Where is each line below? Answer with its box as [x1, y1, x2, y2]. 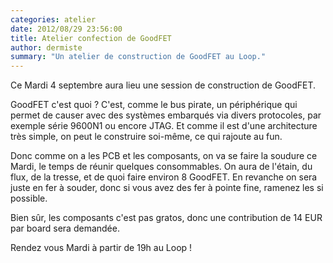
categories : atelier [10, 14, 97, 25]
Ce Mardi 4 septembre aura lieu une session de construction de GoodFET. [10, 79, 316, 91]
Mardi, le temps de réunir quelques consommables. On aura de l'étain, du [10, 161, 313, 173]
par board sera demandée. [10, 222, 120, 235]
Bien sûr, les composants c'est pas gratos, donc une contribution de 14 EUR [10, 212, 323, 224]
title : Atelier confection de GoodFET [10, 33, 172, 43]
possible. [10, 192, 48, 205]
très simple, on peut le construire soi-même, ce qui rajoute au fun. [10, 131, 283, 143]
